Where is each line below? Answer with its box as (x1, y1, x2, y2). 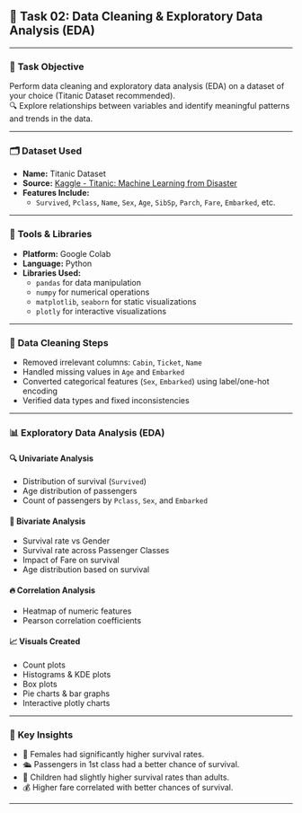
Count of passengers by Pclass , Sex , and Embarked (22, 495, 209, 506)
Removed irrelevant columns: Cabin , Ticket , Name (22, 357, 202, 367)
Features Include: (22, 188, 90, 199)
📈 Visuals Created (9, 636, 81, 647)
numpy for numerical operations (35, 287, 150, 297)
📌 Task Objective (9, 60, 84, 73)
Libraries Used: (22, 267, 81, 278)
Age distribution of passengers (22, 486, 138, 497)
